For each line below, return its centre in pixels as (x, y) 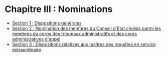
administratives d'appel (36, 39)
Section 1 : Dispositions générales (47, 23)
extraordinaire (26, 49)
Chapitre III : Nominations (59, 9)
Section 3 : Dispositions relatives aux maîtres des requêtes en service (84, 44)
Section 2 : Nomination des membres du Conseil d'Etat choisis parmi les (87, 28)
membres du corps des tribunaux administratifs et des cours (74, 33)
